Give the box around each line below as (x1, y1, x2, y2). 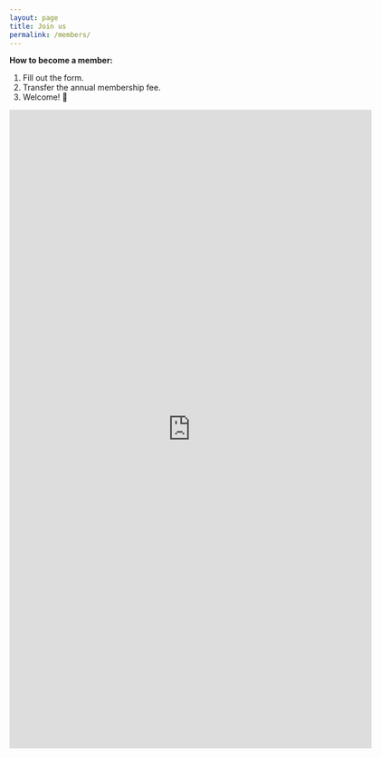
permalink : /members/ (9, 30, 91, 39)
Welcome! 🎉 (22, 92, 68, 102)
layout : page (9, 13, 59, 23)
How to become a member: (9, 55, 113, 66)
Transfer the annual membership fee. (22, 83, 161, 93)
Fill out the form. (22, 73, 84, 83)
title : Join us (9, 22, 67, 31)
